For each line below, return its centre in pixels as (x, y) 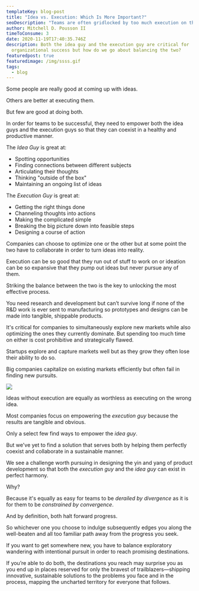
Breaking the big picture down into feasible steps (74, 226)
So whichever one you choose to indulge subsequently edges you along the (99, 528)
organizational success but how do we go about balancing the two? (97, 50)
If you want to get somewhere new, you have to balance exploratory (89, 545)
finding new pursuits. (32, 375)
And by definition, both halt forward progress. (62, 516)
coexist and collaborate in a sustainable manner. (65, 451)
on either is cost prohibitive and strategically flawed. (70, 340)
